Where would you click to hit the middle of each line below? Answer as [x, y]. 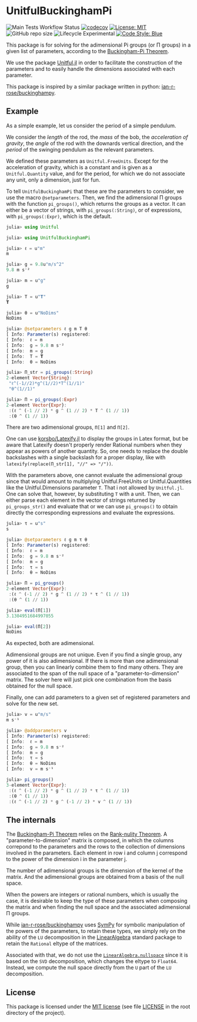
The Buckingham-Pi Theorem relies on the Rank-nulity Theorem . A [87, 834]
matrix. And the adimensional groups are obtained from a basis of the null [95, 877]
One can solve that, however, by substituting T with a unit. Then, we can [93, 494]
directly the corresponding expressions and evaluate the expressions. [91, 513]
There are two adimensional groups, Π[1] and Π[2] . [68, 427]
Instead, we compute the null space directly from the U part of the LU [89, 968]
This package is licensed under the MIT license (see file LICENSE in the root [98, 1006]
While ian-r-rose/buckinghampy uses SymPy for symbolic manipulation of [96, 925]
